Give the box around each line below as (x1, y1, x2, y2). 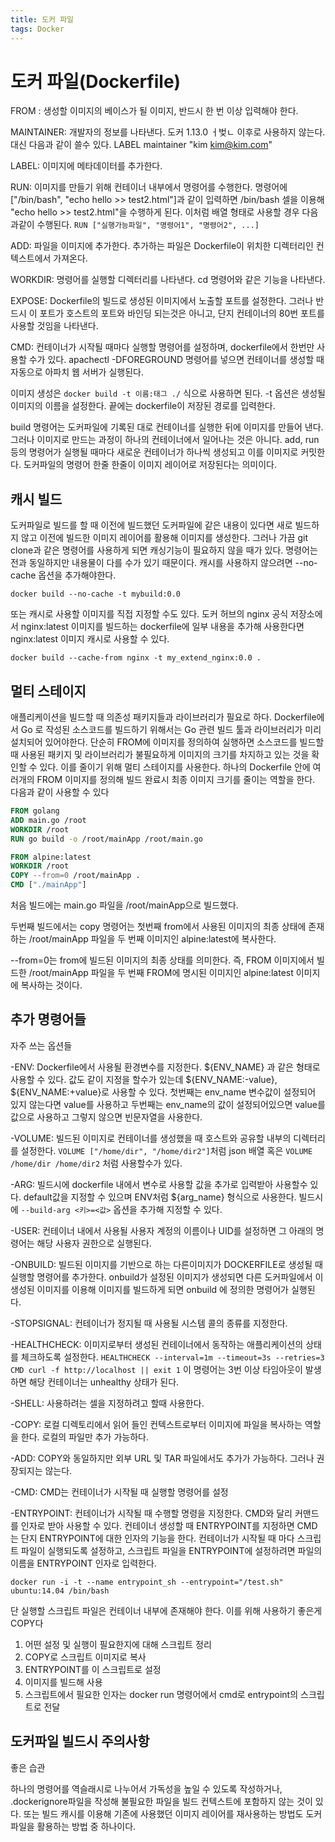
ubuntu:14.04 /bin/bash (10, 1586, 110, 1596)
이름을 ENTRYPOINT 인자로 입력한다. (10, 1557, 157, 1569)
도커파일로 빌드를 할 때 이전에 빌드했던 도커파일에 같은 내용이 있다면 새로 (10, 519, 293, 531)
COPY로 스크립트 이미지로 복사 (24, 1651, 147, 1663)
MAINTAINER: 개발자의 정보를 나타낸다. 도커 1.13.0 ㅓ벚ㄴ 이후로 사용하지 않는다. (10, 126, 326, 138)
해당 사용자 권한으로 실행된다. (36, 1237, 152, 1249)
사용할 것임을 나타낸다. (10, 320, 99, 332)
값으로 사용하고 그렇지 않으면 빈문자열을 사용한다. (10, 1111, 203, 1123)
